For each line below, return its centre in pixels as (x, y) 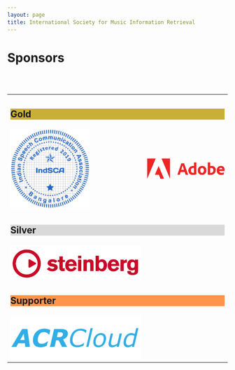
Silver (23, 230)
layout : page (26, 15)
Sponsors (36, 58)
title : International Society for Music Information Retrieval (101, 22)
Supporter (33, 301)
